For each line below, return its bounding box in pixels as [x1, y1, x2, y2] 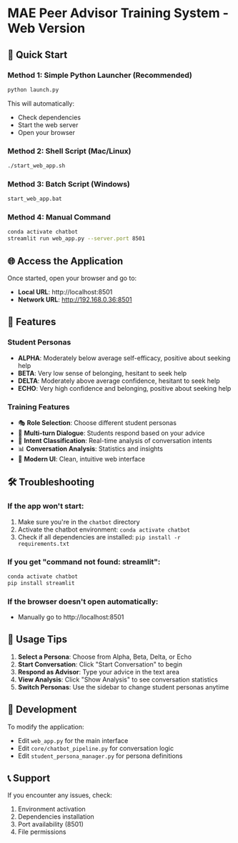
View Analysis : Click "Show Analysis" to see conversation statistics [17, 675, 218, 684]
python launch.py [7, 86, 59, 94]
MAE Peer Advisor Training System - [7, 5, 229, 21]
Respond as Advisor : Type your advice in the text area [17, 667, 180, 676]
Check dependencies [17, 113, 81, 121]
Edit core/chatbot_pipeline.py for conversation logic [17, 744, 174, 752]
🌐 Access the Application [7, 255, 124, 267]
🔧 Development [7, 704, 77, 716]
